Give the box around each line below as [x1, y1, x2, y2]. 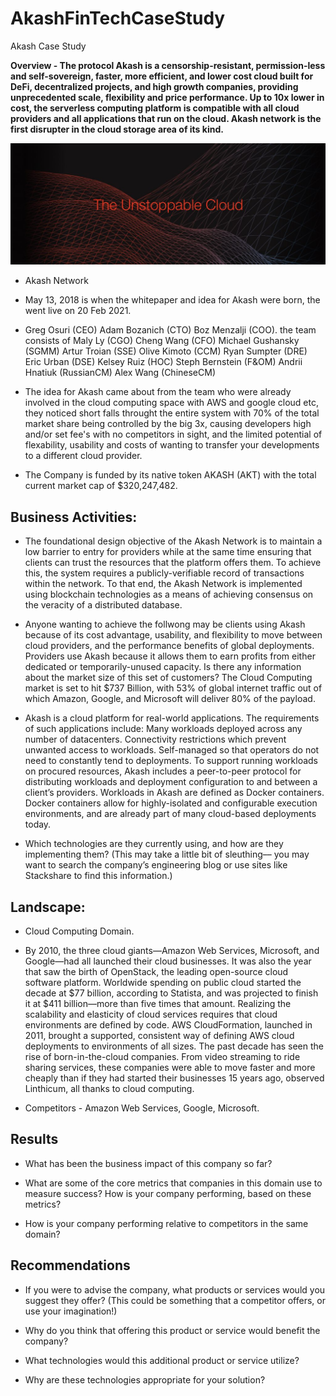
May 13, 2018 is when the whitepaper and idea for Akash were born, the [24, 294, 321, 306]
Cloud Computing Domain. [24, 925, 135, 937]
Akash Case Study [10, 40, 87, 52]
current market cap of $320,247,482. [24, 480, 178, 492]
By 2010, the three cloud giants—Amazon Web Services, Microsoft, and [24, 944, 320, 956]
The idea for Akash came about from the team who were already [24, 386, 292, 398]
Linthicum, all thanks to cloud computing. [24, 1082, 195, 1094]
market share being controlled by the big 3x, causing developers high [24, 418, 312, 430]
